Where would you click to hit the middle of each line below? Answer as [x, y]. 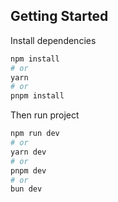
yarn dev [28, 152]
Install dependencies [53, 40]
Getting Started [59, 16]
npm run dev [35, 134]
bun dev [26, 189]
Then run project [45, 115]
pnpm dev [28, 170]
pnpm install [37, 96]
